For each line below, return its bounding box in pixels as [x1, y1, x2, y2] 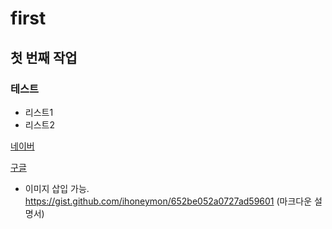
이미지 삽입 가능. [24, 182, 90, 194]
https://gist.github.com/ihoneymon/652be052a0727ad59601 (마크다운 [24, 195, 313, 207]
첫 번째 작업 [10, 49, 78, 66]
